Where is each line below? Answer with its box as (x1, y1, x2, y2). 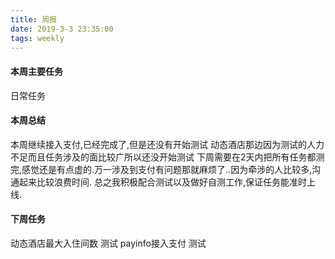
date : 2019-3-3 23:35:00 (10, 24, 114, 34)
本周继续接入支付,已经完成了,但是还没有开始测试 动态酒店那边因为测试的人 (10, 138, 317, 150)
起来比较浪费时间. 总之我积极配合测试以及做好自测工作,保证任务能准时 (18, 176, 308, 188)
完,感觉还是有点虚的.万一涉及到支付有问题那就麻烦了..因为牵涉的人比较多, (10, 163, 313, 175)
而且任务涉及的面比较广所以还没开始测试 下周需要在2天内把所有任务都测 (27, 151, 325, 163)
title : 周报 (10, 14, 57, 25)
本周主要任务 (10, 65, 63, 77)
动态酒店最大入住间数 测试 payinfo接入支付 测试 (10, 237, 207, 249)
